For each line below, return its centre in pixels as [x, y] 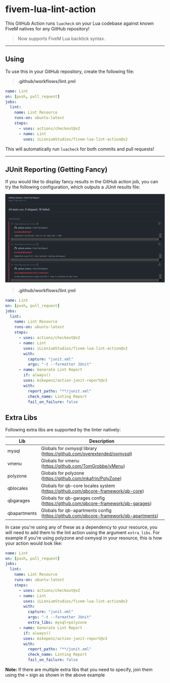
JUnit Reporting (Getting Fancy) [56, 169]
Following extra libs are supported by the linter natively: [63, 430]
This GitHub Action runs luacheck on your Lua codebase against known [80, 23]
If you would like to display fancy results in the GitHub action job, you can [82, 182]
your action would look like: [34, 543]
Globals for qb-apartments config [76, 510]
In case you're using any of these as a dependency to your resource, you [81, 527]
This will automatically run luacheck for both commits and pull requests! [80, 149]
